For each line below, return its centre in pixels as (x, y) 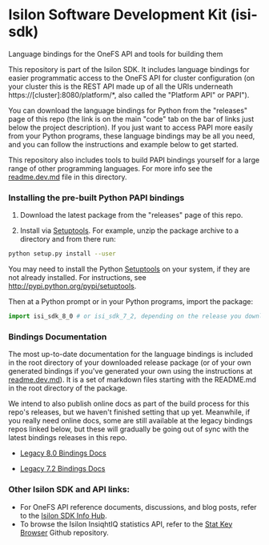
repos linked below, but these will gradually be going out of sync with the (129, 429)
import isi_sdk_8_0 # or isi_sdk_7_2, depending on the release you (125, 317)
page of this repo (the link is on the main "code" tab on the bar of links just (131, 118)
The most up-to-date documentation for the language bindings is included (131, 355)
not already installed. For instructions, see (77, 278)
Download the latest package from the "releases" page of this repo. (131, 215)
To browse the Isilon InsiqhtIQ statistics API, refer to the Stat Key (126, 524)
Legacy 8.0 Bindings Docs (63, 453)
